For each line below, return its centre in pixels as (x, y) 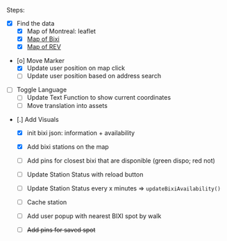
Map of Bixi (43, 39)
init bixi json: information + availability (81, 133)
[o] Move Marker (41, 61)
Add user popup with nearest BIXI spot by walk (94, 216)
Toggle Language (42, 90)
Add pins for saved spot (61, 230)
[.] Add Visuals (38, 119)
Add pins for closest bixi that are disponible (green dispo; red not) (121, 160)
